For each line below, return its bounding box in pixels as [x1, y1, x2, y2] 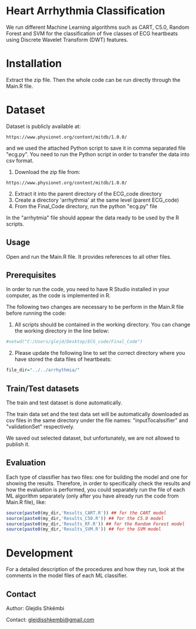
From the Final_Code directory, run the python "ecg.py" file [14, 202, 157, 210]
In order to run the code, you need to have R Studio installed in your [6, 286, 170, 293]
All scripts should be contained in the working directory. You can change [14, 321, 191, 328]
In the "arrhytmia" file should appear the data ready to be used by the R [6, 214, 180, 221]
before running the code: [6, 309, 66, 317]
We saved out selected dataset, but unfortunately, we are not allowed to [6, 434, 180, 442]
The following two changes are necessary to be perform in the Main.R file [6, 304, 184, 311]
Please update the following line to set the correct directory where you [14, 350, 185, 357]
